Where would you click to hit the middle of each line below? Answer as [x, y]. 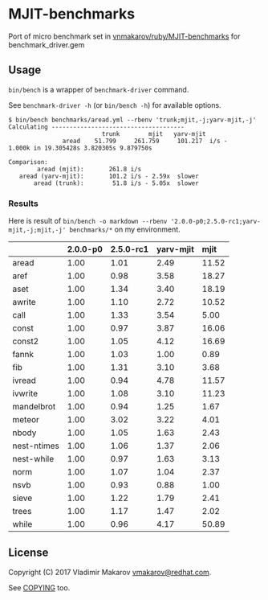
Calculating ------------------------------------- [96, 127]
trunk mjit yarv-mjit [154, 134]
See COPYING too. [39, 587]
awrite [24, 302]
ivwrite [25, 393]
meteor [26, 420]
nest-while [33, 459]
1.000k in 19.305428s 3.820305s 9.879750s [80, 148]
